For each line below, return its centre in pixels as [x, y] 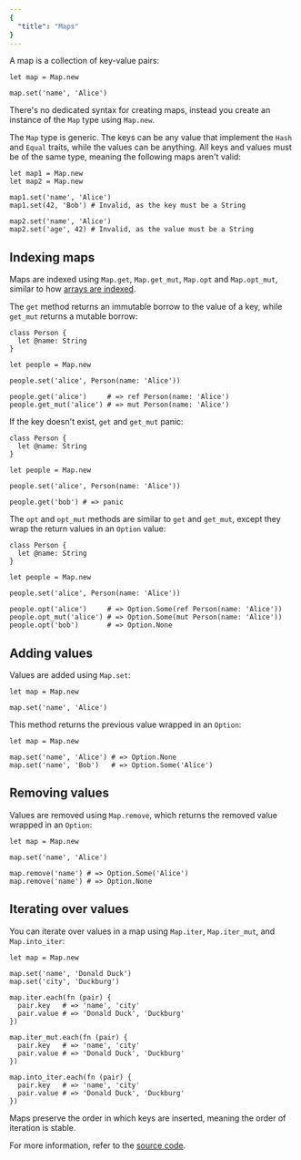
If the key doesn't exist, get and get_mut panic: [96, 422]
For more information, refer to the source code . [98, 1145]
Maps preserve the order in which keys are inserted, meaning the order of [148, 1118]
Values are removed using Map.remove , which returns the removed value [144, 815]
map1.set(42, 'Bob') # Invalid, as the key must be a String [128, 206]
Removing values [59, 793]
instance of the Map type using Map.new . [82, 120]
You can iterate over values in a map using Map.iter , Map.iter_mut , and [142, 931]
